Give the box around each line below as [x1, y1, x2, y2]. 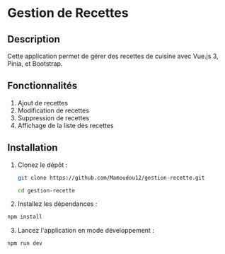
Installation [7, 142, 58, 154]
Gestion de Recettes [7, 5, 129, 21]
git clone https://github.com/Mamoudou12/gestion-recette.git [17, 174, 205, 181]
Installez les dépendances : [17, 200, 98, 208]
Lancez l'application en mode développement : [17, 226, 154, 235]
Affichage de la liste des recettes [17, 121, 115, 129]
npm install [7, 214, 42, 221]
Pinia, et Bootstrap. [7, 59, 63, 68]
